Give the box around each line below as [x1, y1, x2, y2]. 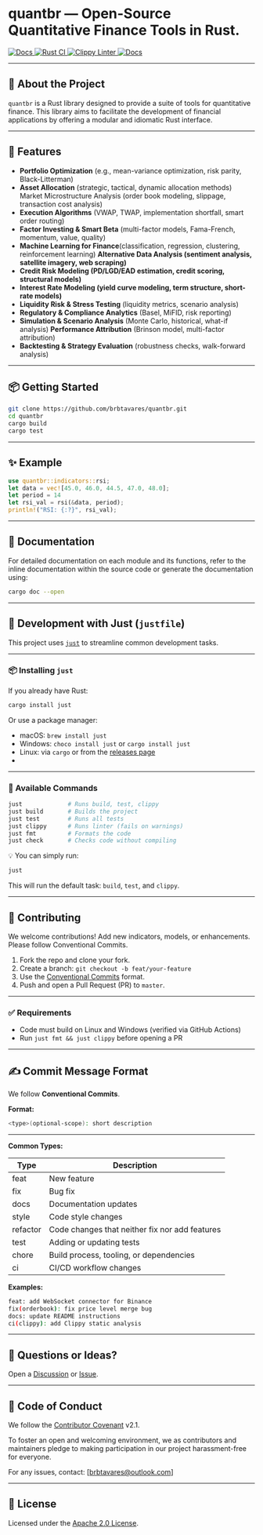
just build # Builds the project [8, 808, 139, 815]
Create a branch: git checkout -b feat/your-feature [19, 963, 192, 973]
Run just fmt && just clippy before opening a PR [19, 1034, 183, 1043]
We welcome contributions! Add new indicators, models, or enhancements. [8, 932, 250, 941]
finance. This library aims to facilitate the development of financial [8, 107, 222, 116]
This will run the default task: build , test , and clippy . [8, 881, 180, 891]
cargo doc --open [8, 588, 65, 596]
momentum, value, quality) [19, 232, 106, 242]
